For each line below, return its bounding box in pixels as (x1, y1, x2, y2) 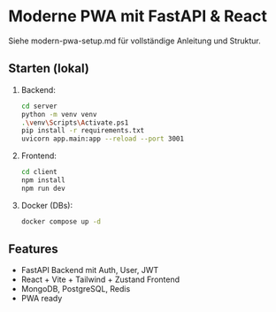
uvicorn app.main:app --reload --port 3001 (20, 134, 185, 143)
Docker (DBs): (20, 200, 73, 210)
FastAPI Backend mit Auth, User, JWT (20, 265, 159, 276)
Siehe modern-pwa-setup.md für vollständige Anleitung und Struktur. (8, 35, 262, 46)
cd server (20, 102, 58, 110)
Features (8, 241, 58, 257)
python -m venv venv (20, 110, 97, 118)
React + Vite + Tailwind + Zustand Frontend (20, 274, 180, 285)
